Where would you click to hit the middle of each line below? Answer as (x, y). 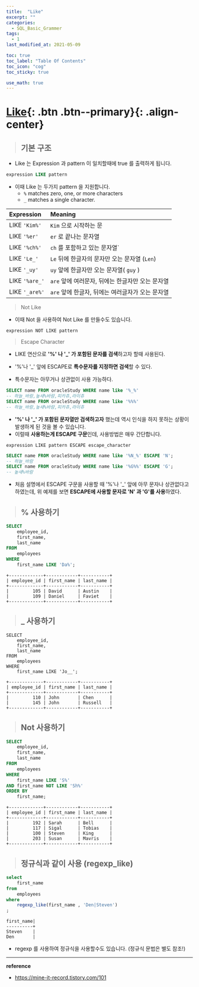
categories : (21, 23)
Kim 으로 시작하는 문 (76, 226)
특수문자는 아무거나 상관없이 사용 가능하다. (64, 379)
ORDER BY (17, 791)
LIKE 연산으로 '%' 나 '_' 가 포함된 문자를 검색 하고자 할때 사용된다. (90, 354)
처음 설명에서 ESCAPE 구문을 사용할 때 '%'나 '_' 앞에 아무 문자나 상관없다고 (102, 484)
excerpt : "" (21, 17)
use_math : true (25, 83)
